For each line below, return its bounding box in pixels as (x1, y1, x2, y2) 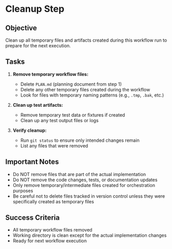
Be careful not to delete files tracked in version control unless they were (12, 193, 165, 199)
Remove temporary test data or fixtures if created (20, 111, 125, 118)
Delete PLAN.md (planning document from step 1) (20, 81, 122, 87)
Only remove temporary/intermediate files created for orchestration (12, 182, 156, 188)
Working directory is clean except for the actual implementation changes (12, 232, 167, 239)
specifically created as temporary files (12, 198, 94, 204)
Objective (5, 24, 37, 32)
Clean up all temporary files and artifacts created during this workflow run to (5, 37, 167, 43)
